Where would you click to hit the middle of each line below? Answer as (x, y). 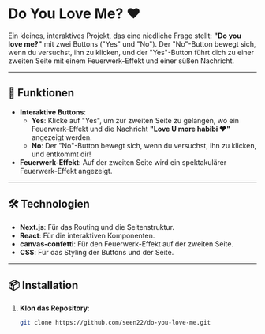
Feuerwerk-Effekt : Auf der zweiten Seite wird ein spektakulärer (123, 162)
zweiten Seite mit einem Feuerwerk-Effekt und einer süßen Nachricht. (121, 61)
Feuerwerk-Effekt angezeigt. (66, 171)
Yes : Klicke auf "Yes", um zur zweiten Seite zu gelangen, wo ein (135, 120)
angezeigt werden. (62, 137)
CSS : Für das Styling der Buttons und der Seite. (97, 252)
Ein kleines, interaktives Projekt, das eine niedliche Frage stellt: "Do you (125, 36)
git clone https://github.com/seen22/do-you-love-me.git (115, 323)
